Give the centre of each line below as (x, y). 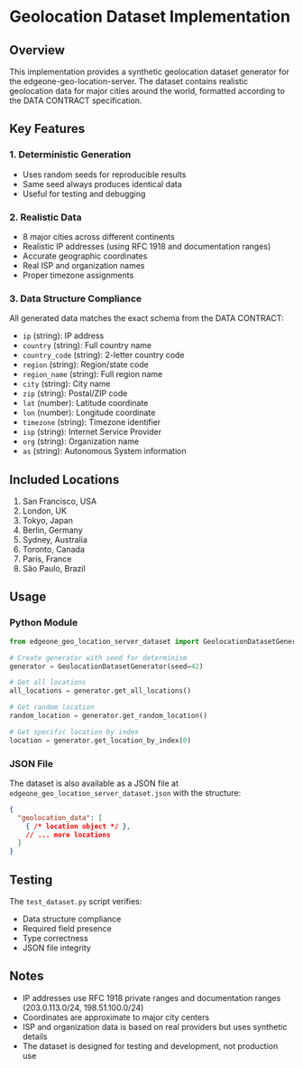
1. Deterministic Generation (70, 155)
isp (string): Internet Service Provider (92, 432)
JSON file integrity (57, 948)
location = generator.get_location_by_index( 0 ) (101, 740)
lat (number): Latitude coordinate (85, 403)
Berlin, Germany (52, 530)
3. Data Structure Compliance (76, 298)
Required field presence (67, 929)
